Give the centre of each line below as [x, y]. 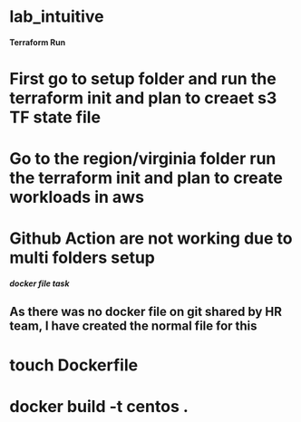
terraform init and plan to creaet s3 [143, 98]
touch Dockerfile [74, 365]
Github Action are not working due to [151, 239]
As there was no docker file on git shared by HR [146, 312]
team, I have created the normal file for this [133, 326]
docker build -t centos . [99, 406]
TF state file [55, 117]
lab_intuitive [57, 17]
